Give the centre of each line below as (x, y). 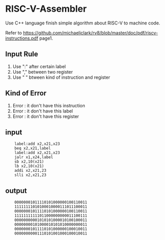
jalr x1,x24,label (34, 157)
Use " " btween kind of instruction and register (61, 77)
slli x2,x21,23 (30, 175)
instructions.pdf (22, 38)
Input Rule (22, 54)
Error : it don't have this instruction (49, 105)
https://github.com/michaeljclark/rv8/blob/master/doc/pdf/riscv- (90, 33)
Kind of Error (26, 93)
